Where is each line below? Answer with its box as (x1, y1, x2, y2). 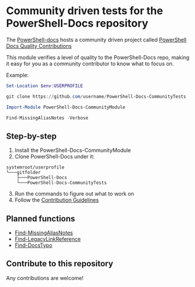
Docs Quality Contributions (6, 42, 72, 50)
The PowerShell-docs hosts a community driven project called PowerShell (6, 36, 187, 43)
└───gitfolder (6, 170, 41, 176)
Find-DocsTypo (14, 242, 53, 249)
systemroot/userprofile (6, 164, 65, 170)
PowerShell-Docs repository (6, 17, 149, 30)
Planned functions (6, 213, 76, 223)
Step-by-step (6, 131, 57, 141)
